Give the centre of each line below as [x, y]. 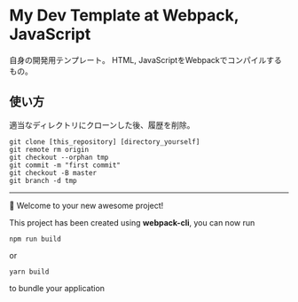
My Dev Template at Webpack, [124, 16]
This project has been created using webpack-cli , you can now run [132, 222]
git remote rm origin [49, 149]
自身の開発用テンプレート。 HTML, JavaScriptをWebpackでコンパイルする [145, 60]
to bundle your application [57, 288]
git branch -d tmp [43, 180]
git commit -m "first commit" [65, 165]
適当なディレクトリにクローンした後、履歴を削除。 [102, 124]
